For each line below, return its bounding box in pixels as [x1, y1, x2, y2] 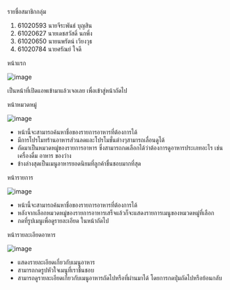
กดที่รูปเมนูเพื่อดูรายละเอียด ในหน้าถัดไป [17, 217, 109, 224]
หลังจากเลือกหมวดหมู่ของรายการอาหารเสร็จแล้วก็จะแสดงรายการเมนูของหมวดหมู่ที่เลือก [17, 209, 215, 217]
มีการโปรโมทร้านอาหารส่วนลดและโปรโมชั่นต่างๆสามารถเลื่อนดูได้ [17, 136, 165, 144]
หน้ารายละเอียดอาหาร [7, 231, 56, 238]
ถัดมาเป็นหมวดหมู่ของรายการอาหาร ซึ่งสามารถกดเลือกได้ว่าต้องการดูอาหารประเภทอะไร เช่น [17, 144, 223, 152]
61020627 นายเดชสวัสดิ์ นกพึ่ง [17, 29, 93, 37]
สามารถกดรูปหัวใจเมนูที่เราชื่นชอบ [17, 266, 94, 274]
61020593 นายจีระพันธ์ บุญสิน [17, 22, 93, 29]
